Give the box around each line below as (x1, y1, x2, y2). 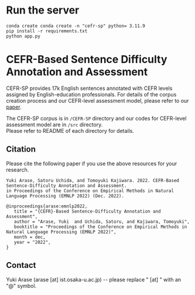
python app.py (6, 33, 41, 39)
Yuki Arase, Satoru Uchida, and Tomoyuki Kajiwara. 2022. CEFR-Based (6, 177, 180, 183)
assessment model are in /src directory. (6, 121, 103, 128)
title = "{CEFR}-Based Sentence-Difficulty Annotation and (13, 208, 161, 214)
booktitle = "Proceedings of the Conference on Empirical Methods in (13, 224, 187, 230)
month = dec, (13, 234, 46, 240)
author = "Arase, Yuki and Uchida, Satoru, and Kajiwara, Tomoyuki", (13, 219, 190, 224)
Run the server (6, 4, 80, 17)
